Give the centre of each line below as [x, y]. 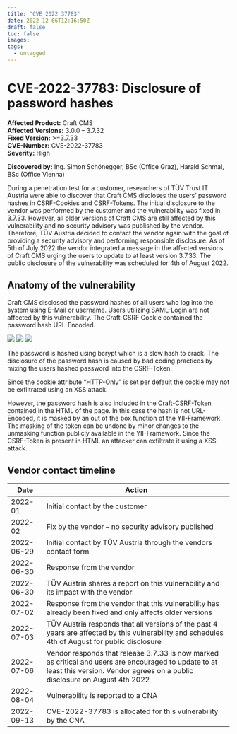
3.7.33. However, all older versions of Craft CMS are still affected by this [112, 218]
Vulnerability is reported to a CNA [102, 696]
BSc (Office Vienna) [36, 174]
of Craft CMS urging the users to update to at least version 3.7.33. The [109, 255]
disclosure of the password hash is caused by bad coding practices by [110, 361]
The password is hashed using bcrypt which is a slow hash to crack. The [113, 353]
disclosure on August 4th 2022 [98, 680]
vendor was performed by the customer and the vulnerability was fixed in [114, 210]
